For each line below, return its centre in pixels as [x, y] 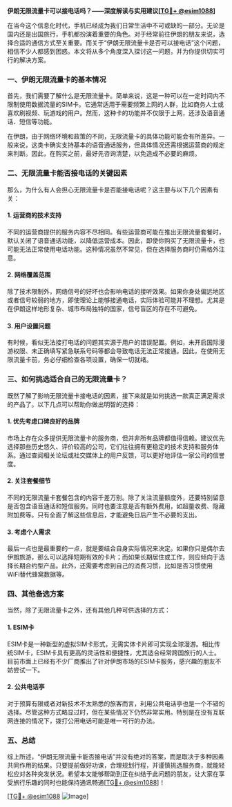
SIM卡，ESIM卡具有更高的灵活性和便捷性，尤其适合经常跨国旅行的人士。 [117, 652]
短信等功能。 [37, 122]
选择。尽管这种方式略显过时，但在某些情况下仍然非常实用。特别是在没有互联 [116, 712]
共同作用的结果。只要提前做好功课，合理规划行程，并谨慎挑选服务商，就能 [113, 766]
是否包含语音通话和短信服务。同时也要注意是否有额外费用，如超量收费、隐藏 [116, 506]
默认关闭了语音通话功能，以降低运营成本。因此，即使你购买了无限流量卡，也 [116, 240]
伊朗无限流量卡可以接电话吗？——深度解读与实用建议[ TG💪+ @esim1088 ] [112, 11]
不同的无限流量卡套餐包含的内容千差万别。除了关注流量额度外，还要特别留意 [116, 497]
